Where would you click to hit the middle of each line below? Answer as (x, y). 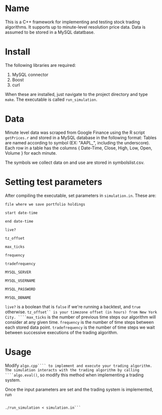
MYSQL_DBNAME (18, 298)
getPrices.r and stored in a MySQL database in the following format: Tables (81, 137)
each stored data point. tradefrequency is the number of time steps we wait (80, 327)
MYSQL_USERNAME (20, 281)
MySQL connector (30, 74)
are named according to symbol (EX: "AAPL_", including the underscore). (77, 143)
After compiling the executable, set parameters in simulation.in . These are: (81, 195)
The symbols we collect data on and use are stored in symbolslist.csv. (75, 162)
